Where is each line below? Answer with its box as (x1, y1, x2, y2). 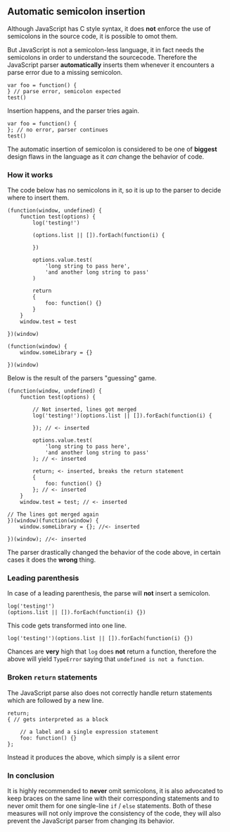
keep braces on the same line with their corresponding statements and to (7, 794, 219, 802)
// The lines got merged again (7, 511, 99, 518)
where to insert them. (7, 193, 70, 202)
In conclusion (7, 771, 55, 780)
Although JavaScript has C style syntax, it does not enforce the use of (7, 24, 211, 32)
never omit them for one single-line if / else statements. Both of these (7, 802, 212, 810)
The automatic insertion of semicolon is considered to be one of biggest (7, 145, 217, 153)
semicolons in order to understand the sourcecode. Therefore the (7, 53, 198, 61)
